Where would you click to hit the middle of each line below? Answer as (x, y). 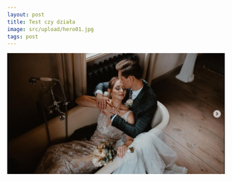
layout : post (26, 15)
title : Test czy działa (41, 22)
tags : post (23, 37)
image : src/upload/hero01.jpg (51, 29)
